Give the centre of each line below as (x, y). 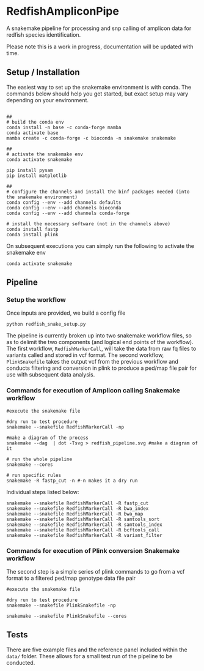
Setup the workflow (36, 300)
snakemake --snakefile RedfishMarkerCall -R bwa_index (78, 508)
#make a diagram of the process (47, 438)
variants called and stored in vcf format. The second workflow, (85, 355)
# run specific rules (34, 475)
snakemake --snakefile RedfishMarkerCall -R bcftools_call (83, 530)
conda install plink (33, 234)
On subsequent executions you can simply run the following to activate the (100, 246)
